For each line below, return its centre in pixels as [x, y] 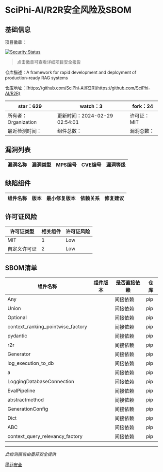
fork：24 [143, 106]
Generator [19, 354]
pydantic [17, 336]
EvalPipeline [21, 391]
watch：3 [91, 106]
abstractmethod [26, 400]
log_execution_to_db [31, 363]
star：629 [30, 106]
